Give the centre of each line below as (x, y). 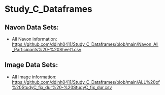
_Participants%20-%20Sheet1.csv (47, 49)
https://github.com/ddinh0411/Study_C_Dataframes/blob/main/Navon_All (85, 44)
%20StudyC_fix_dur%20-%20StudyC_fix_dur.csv (62, 87)
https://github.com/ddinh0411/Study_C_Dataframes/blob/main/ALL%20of (86, 82)
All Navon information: (34, 39)
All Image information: (34, 77)
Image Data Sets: (31, 65)
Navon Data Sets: (32, 27)
